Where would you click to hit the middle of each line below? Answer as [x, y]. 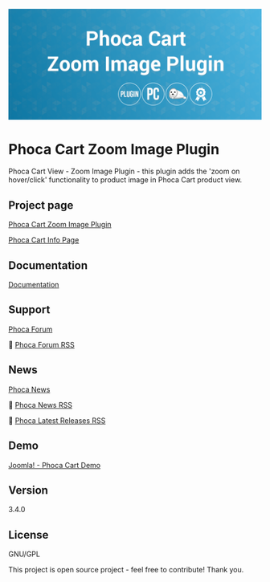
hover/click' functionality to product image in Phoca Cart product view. [125, 180]
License [29, 535]
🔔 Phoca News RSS [40, 405]
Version [28, 490]
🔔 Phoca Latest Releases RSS [57, 420]
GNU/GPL [24, 554]
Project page [41, 205]
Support [29, 310]
